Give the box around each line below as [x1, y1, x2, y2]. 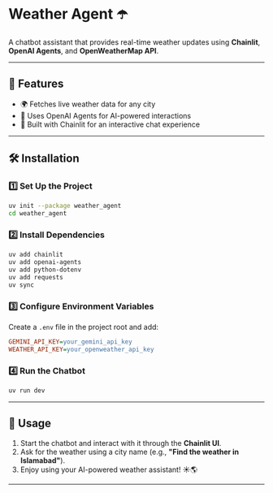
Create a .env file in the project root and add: [8, 322, 159, 332]
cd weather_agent [8, 210, 67, 218]
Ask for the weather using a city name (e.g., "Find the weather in [19, 447, 240, 456]
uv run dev [8, 387, 45, 395]
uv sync [8, 280, 35, 289]
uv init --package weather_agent [8, 202, 122, 210]
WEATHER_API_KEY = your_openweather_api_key [8, 345, 154, 354]
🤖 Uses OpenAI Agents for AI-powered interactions [19, 110, 192, 120]
